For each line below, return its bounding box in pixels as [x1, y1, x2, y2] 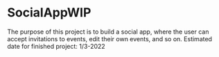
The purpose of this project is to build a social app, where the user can [7, 27, 209, 36]
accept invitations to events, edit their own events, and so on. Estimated [7, 34, 213, 43]
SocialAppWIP [7, 5, 91, 21]
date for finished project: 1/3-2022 [7, 42, 105, 50]
